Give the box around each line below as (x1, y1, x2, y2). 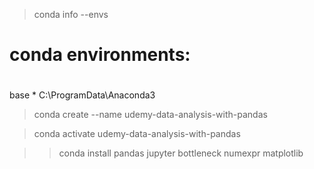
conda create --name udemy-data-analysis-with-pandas (33, 109, 268, 121)
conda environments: (9, 44, 191, 66)
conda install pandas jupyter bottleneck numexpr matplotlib (58, 147, 304, 159)
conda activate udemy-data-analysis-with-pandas (33, 128, 241, 140)
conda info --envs (33, 9, 109, 20)
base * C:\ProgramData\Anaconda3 (9, 89, 156, 101)
